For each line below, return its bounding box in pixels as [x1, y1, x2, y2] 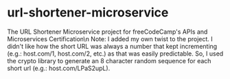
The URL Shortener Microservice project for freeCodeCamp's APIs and [7, 27, 208, 36]
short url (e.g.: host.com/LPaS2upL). [7, 64, 111, 72]
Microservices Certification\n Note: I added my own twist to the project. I [7, 34, 213, 43]
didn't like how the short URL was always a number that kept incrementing [7, 42, 218, 50]
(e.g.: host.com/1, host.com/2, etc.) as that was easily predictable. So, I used [7, 49, 224, 58]
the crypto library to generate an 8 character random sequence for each [7, 56, 211, 65]
